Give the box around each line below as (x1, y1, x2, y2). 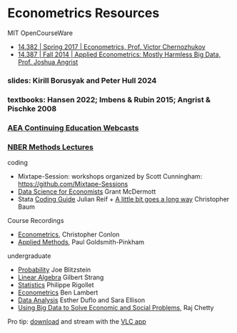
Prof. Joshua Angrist (17, 57, 79, 66)
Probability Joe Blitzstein (17, 266, 91, 274)
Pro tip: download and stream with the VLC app (7, 317, 146, 326)
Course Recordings (7, 217, 64, 224)
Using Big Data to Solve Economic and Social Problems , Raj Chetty (17, 304, 214, 312)
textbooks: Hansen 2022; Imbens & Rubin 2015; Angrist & (7, 94, 211, 104)
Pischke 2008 (7, 104, 57, 114)
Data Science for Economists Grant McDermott (17, 187, 156, 196)
